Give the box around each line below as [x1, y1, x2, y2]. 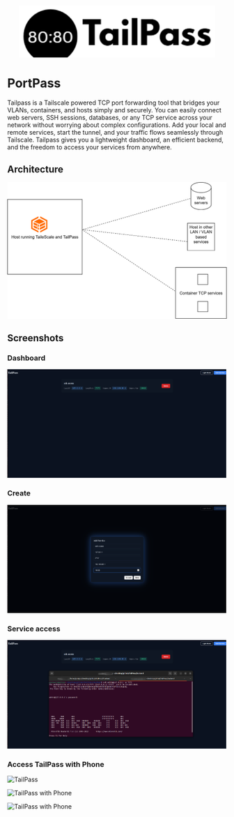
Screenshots [7, 332, 64, 344]
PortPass [7, 75, 61, 91]
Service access [7, 624, 61, 634]
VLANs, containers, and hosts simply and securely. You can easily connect [7, 106, 221, 114]
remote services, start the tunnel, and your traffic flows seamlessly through [7, 128, 224, 137]
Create [7, 488, 31, 498]
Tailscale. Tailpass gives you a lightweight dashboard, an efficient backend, [7, 135, 224, 144]
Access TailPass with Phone [7, 759, 104, 769]
